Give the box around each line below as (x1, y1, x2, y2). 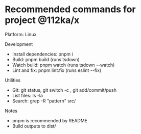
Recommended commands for (5, 4, 136, 15)
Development (5, 41, 33, 47)
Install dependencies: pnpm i (12, 51, 74, 57)
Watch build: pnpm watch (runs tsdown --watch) (12, 62, 115, 68)
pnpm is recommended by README (12, 117, 88, 123)
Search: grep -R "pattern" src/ (12, 98, 76, 104)
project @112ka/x (5, 14, 80, 26)
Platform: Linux (5, 31, 37, 37)
